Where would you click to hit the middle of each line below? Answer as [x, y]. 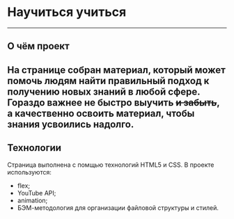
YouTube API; [37, 193]
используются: [30, 172]
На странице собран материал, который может [117, 70]
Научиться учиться [67, 12]
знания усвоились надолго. [71, 124]
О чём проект [38, 46]
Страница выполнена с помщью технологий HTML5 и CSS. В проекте [111, 165]
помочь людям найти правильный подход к [108, 81]
